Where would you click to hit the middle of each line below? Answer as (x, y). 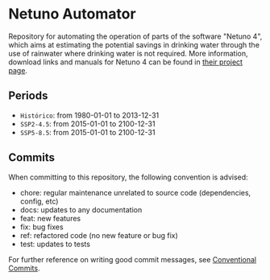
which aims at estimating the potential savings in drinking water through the (134, 44)
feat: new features (50, 218)
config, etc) (39, 201)
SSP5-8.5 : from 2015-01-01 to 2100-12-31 (87, 132)
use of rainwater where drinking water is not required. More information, (128, 53)
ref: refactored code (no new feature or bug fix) (99, 235)
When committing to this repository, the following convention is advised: (128, 177)
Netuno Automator (72, 14)
